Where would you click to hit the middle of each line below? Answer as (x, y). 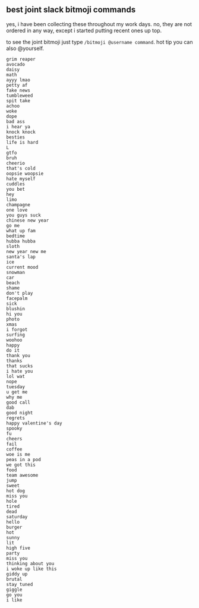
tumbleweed (20, 95)
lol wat (16, 376)
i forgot (17, 329)
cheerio (16, 163)
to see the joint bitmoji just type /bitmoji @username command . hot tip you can (99, 42)
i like (14, 600)
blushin (16, 308)
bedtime (16, 236)
